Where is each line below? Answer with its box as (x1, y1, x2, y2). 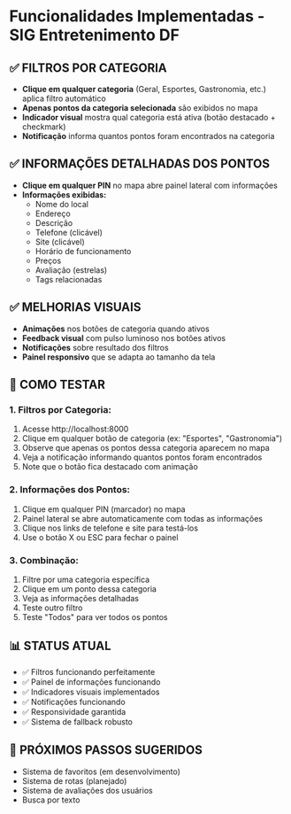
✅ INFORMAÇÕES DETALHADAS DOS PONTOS (9, 157, 270, 172)
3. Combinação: (9, 554, 80, 566)
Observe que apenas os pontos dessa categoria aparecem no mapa (21, 443, 270, 454)
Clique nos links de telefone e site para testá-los (21, 523, 199, 533)
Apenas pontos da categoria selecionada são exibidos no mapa (21, 103, 258, 112)
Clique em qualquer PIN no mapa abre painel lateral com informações (21, 180, 279, 190)
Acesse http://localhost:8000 (21, 423, 129, 435)
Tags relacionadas (34, 274, 103, 284)
